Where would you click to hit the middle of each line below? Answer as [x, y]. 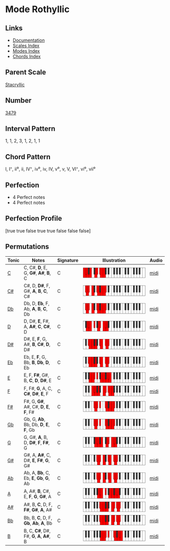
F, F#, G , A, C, [38, 389]
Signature [68, 260]
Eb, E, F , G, [35, 357]
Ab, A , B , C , [36, 308]
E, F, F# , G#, [36, 375]
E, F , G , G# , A [37, 496]
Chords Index [27, 56]
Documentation [29, 40]
